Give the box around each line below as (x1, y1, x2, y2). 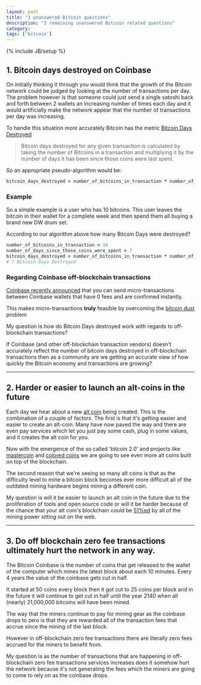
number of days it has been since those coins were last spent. (20, 155, 174, 162)
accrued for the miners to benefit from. (6, 641, 103, 648)
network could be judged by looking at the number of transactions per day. (6, 87, 191, 94)
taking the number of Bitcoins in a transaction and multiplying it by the (20, 148, 194, 156)
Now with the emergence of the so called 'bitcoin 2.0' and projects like (6, 445, 181, 452)
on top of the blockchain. (6, 458, 68, 465)
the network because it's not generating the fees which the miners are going (6, 665, 195, 672)
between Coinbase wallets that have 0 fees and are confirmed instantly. (6, 293, 184, 300)
